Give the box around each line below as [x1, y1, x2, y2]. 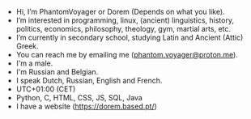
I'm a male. [15, 58, 53, 68]
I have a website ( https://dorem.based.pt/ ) [15, 101, 158, 111]
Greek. [15, 41, 39, 51]
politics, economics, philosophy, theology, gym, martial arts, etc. [15, 24, 232, 33]
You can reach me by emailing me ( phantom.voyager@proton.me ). [15, 50, 239, 59]
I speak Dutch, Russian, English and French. [15, 76, 163, 85]
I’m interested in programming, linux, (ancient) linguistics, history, [15, 15, 235, 25]
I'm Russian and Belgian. [15, 67, 99, 76]
